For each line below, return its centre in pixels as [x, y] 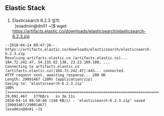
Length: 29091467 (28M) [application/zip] [49, 79]
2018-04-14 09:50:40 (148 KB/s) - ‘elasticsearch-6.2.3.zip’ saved [75, 100]
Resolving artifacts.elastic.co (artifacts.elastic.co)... [66, 58]
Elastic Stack [25, 8]
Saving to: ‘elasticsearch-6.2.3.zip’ [44, 83]
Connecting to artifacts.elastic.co [42, 66]
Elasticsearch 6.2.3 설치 [36, 20]
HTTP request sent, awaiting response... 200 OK [55, 75]
